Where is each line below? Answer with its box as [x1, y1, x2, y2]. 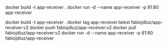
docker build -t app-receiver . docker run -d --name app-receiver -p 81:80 [5, 4, 159, 10]
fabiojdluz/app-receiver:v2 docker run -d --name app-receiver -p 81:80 [5, 30, 153, 35]
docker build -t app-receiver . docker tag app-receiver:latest [5, 19, 130, 25]
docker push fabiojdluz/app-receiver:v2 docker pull [30, 24, 136, 30]
